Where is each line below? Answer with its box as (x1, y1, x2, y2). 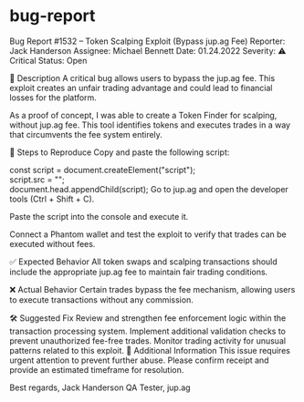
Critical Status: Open (9, 55, 88, 66)
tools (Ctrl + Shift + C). (9, 193, 95, 204)
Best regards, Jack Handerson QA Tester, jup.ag (9, 382, 191, 393)
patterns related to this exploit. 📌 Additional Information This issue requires (9, 345, 290, 356)
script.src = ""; (9, 174, 66, 185)
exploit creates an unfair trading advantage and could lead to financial (9, 82, 273, 93)
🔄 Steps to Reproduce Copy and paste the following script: (9, 147, 230, 158)
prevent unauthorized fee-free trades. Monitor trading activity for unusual (9, 335, 286, 346)
